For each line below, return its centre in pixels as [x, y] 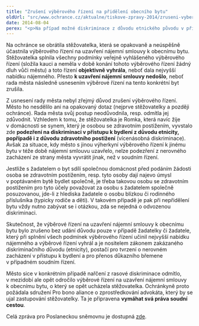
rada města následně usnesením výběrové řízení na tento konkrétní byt [93, 83]
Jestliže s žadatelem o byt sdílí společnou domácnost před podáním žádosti [99, 169]
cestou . [16, 305]
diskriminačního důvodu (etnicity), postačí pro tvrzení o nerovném [86, 250]
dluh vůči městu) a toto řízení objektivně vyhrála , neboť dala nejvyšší [91, 70]
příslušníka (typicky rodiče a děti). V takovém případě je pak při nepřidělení [98, 200]
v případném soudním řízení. [41, 262]
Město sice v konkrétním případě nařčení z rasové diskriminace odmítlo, [94, 274]
